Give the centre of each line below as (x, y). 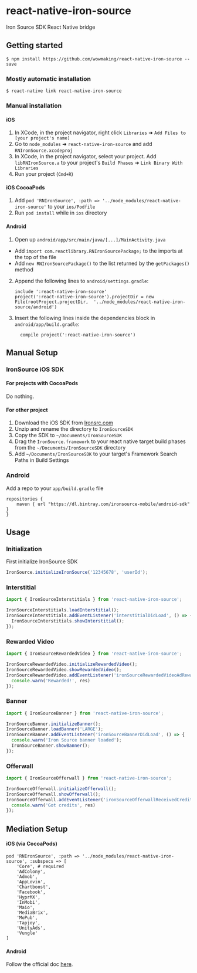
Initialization (24, 549)
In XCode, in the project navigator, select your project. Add (85, 157)
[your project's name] (42, 138)
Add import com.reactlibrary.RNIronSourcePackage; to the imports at (98, 251)
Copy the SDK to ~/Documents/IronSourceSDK (68, 436)
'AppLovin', (31, 882)
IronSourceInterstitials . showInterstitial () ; (68, 621)
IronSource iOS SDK (35, 369)
